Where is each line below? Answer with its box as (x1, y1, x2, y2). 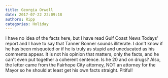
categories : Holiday (5, 21, 49, 27)
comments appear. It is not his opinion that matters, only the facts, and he (5, 51, 159, 57)
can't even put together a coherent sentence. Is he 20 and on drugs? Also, (5, 56, 161, 63)
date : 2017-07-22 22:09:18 (5, 12, 62, 17)
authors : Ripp (5, 17, 36, 22)
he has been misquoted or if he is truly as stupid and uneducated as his (5, 46, 155, 52)
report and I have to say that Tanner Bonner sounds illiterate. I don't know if (5, 41, 163, 47)
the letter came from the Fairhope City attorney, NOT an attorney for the (5, 62, 156, 68)
